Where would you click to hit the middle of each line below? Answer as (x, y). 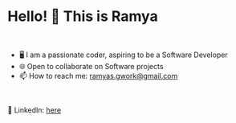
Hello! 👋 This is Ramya (83, 16)
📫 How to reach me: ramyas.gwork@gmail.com (98, 76)
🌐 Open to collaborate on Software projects (91, 66)
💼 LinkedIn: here (35, 110)
